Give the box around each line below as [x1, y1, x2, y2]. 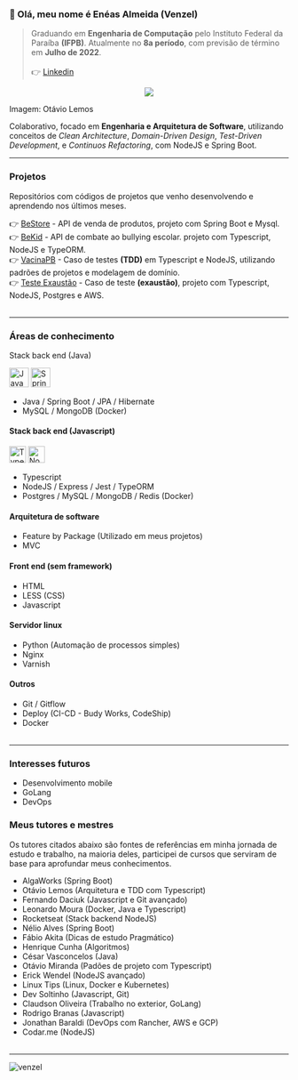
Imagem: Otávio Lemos [9, 104, 94, 115]
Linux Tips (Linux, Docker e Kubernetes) [21, 979, 170, 990]
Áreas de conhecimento [9, 329, 115, 342]
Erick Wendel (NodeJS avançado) [21, 970, 146, 980]
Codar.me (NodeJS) [21, 1027, 96, 1037]
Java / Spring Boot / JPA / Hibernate [21, 396, 155, 407]
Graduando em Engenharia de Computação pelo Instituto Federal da [30, 28, 284, 39]
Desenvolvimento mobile [21, 778, 114, 788]
